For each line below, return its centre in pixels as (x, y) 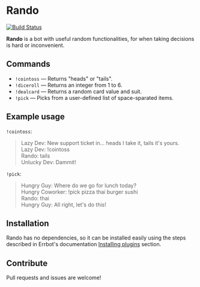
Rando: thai (35, 198)
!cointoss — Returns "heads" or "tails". (64, 78)
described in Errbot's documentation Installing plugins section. (84, 244)
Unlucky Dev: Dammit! (48, 162)
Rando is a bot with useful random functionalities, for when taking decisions (100, 39)
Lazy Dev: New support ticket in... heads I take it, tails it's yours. (100, 143)
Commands (29, 64)
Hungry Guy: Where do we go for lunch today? (79, 185)
